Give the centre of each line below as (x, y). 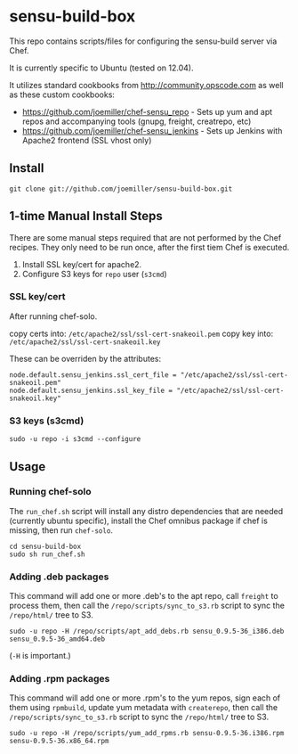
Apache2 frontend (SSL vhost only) (87, 140)
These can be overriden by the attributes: (85, 358)
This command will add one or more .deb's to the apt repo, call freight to (144, 596)
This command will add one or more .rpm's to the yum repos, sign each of (145, 698)
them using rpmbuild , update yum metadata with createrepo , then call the (144, 708)
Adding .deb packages (59, 577)
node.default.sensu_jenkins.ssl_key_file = (91, 390)
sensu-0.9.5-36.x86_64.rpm (59, 742)
